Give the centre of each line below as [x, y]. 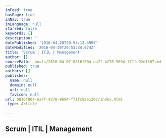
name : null [21, 80]
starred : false [21, 29]
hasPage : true [20, 15]
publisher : [17, 76]
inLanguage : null [23, 24]
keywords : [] [19, 33]
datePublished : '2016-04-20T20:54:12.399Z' [52, 43]
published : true [22, 66]
